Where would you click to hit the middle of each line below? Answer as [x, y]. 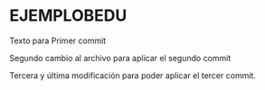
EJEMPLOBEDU [68, 16]
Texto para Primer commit [58, 40]
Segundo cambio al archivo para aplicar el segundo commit [120, 58]
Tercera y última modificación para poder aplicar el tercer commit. [132, 75]
